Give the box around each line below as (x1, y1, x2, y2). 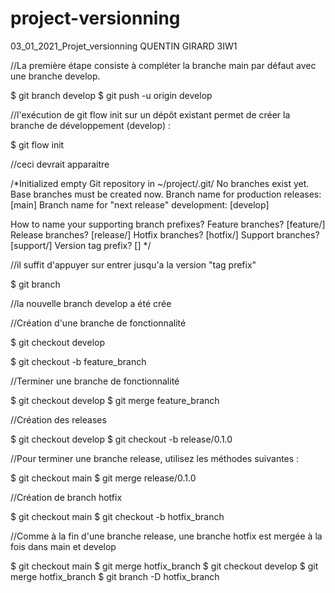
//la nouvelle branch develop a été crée (10, 297, 172, 309)
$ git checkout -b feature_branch (10, 355, 147, 367)
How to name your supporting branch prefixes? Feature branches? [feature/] (10, 218, 326, 230)
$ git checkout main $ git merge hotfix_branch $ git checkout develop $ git (10, 560, 319, 572)
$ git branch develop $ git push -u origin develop (10, 89, 213, 101)
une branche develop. (10, 70, 101, 82)
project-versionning (10, 7, 181, 30)
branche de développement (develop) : (10, 119, 171, 131)
